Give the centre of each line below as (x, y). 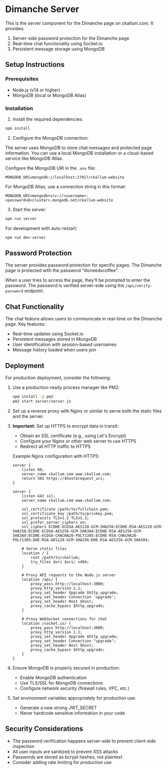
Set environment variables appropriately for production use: (74, 698)
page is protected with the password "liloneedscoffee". (62, 271)
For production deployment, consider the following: (58, 377)
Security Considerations (44, 729)
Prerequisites (22, 79)
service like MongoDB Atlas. (34, 158)
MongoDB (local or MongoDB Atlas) (49, 95)
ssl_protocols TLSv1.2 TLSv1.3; (55, 518)
